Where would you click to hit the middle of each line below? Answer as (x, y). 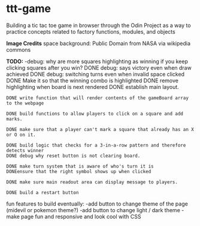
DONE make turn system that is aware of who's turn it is (80, 166)
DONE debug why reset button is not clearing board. (73, 156)
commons (19, 49)
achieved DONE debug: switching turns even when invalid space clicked (95, 74)
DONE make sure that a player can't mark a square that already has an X (100, 129)
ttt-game (28, 9)
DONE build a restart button (43, 192)
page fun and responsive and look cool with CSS (81, 216)
